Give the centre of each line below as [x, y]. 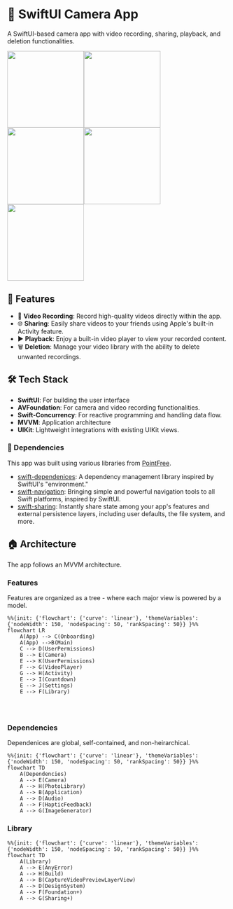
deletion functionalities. [41, 41]
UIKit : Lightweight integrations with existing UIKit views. [98, 429]
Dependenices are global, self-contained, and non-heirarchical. [99, 743]
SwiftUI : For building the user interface [73, 400]
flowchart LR [26, 630]
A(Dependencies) [44, 774]
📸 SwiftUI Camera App [73, 14]
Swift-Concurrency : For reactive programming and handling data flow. [120, 415]
